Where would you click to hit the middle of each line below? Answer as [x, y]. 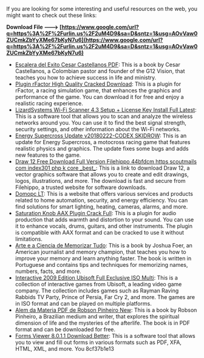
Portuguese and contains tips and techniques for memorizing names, [101, 265]
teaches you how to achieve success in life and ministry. [86, 77]
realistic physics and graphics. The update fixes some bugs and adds [102, 149]
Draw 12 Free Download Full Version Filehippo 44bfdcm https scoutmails [106, 161]
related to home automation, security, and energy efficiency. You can [101, 200]
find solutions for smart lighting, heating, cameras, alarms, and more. [101, 207]
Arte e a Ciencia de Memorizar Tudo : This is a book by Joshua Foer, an [104, 245]
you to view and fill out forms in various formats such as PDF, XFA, [98, 342]
